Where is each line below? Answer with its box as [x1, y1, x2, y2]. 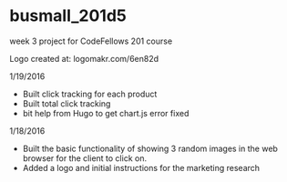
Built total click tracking [22, 97, 111, 109]
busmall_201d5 [9, 5, 128, 26]
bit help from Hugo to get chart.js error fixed [22, 107, 190, 118]
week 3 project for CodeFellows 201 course [9, 35, 173, 46]
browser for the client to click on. [22, 152, 148, 164]
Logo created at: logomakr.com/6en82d [9, 53, 159, 64]
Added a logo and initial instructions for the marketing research [22, 162, 261, 173]
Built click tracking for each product [22, 88, 158, 99]
